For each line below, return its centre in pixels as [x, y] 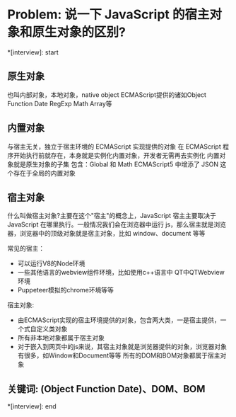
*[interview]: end [32, 406]
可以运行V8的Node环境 [51, 263]
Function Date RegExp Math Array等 [60, 103]
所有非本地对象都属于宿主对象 [61, 338]
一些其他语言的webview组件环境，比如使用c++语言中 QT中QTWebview [121, 273]
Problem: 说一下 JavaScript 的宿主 [108, 15]
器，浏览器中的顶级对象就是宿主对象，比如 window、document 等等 [106, 234]
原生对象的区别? [79, 32]
